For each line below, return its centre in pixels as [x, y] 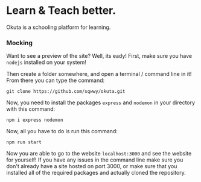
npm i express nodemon [35, 120]
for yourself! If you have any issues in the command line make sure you [95, 160]
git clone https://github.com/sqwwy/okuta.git [66, 92]
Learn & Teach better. [61, 11]
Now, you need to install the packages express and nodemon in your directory [101, 102]
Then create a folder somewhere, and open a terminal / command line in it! [99, 74]
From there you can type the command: [56, 80]
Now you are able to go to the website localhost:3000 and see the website [99, 154]
